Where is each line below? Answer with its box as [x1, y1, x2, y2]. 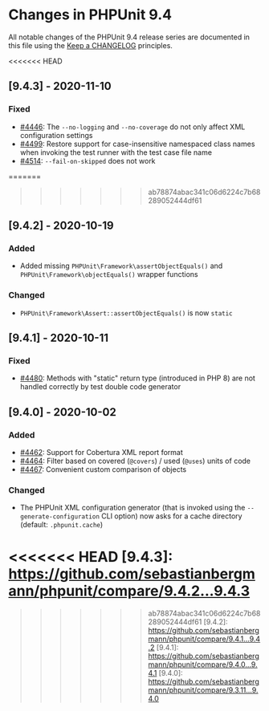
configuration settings [19, 130, 93, 140]
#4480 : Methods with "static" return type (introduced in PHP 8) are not [19, 373, 255, 383]
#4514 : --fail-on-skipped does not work [19, 156, 156, 165]
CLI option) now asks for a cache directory [101, 511, 243, 521]
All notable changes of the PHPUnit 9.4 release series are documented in [8, 32, 251, 42]
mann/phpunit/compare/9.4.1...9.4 [148, 634, 261, 644]
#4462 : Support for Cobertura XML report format [19, 447, 183, 457]
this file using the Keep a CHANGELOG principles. [8, 40, 173, 50]
